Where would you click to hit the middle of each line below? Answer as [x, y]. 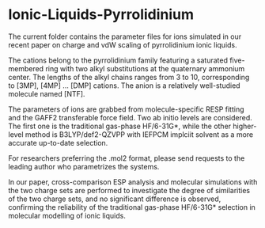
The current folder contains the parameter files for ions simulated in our [125, 36]
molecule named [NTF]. [47, 93]
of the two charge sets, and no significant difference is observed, [115, 199]
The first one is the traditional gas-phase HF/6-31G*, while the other [120, 126]
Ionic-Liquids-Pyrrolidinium [101, 15]
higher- [245, 126]
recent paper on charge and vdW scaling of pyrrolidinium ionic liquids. [123, 44]
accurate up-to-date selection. [58, 142]
